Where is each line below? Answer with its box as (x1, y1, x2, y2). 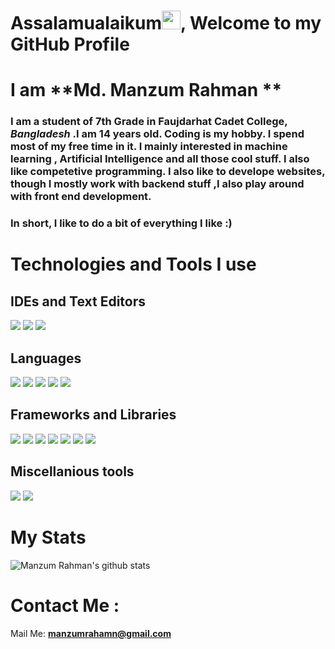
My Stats (10, 526, 87, 549)
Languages (10, 350, 82, 367)
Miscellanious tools (10, 463, 135, 480)
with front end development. (10, 190, 152, 204)
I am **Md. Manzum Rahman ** (10, 79, 283, 102)
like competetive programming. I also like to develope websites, (10, 165, 326, 179)
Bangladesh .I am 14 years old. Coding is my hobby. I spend (10, 127, 305, 141)
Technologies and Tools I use (10, 253, 257, 276)
